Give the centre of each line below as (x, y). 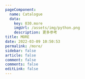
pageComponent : (21, 10)
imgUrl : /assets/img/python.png (47, 28)
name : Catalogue (26, 14)
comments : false (22, 64)
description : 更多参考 (36, 32)
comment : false (21, 60)
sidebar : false (21, 51)
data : (15, 19)
